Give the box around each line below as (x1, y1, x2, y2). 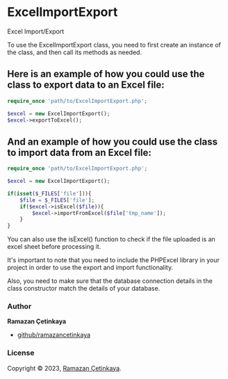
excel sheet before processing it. (7, 243, 101, 251)
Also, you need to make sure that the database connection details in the (7, 277, 213, 285)
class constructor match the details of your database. (7, 284, 161, 293)
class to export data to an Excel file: (7, 79, 165, 91)
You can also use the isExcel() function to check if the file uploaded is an (7, 235, 215, 243)
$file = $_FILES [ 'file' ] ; (19, 196, 95, 204)
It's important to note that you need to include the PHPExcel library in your (7, 256, 220, 264)
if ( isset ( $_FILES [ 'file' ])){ (7, 190, 92, 197)
